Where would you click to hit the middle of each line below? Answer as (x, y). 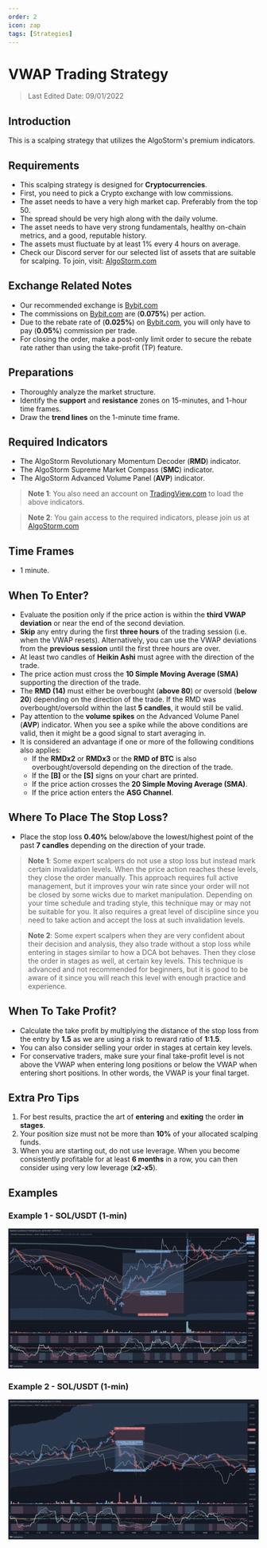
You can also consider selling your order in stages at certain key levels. (136, 1047)
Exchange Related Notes (70, 286)
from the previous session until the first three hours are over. (120, 648)
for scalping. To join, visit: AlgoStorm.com (88, 261)
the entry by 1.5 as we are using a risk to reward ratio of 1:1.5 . (121, 1039)
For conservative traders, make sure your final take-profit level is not (132, 1055)
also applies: (41, 750)
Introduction (40, 121)
